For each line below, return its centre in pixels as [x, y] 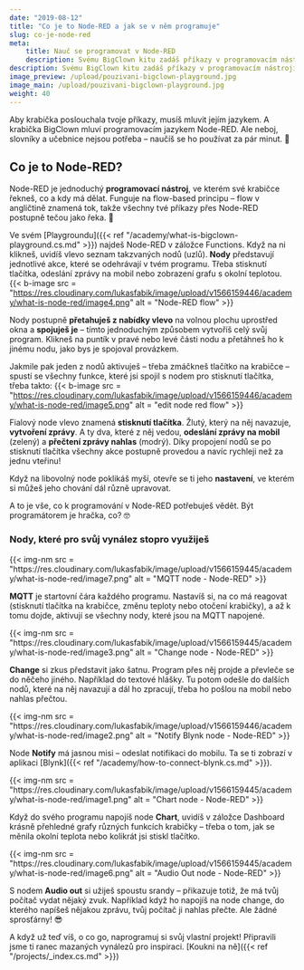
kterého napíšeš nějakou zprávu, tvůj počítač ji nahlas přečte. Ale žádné [143, 909]
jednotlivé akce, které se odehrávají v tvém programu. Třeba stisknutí [138, 264]
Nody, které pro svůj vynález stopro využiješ [109, 540]
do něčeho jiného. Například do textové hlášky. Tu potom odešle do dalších [149, 679]
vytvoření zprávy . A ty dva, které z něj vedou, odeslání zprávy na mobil [145, 432]
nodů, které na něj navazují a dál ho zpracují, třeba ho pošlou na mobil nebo [151, 688]
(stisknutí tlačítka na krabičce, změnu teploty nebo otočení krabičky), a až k [150, 605]
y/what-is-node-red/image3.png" [71, 652]
